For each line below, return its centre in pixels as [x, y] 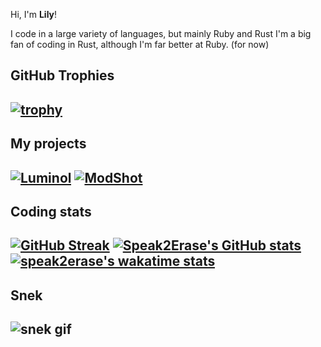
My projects [48, 144]
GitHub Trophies [62, 75]
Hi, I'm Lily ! [34, 14]
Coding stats [51, 211]
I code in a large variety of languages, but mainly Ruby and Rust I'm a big [161, 33]
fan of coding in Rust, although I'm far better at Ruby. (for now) [140, 44]
